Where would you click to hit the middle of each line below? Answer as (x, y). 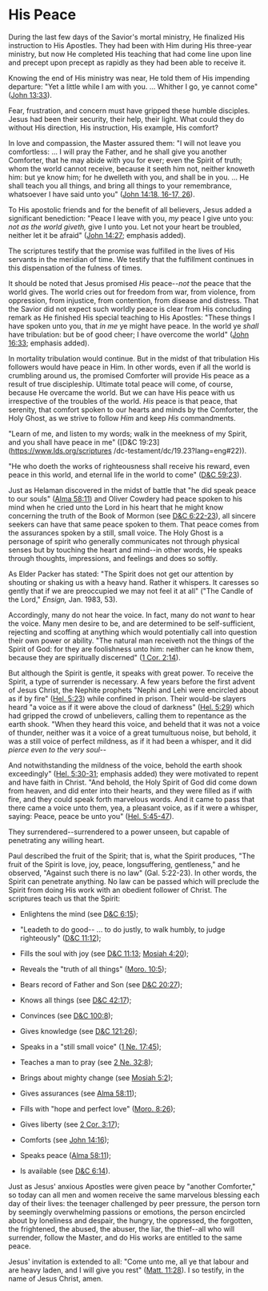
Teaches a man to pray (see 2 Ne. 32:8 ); (86, 1062)
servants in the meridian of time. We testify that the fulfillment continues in (131, 259)
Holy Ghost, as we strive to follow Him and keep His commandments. (122, 418)
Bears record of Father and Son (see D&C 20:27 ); (101, 984)
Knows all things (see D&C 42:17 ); (76, 1000)
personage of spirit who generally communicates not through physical (124, 541)
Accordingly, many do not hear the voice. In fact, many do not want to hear (132, 615)
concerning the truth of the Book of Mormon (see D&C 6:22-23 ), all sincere (132, 515)
